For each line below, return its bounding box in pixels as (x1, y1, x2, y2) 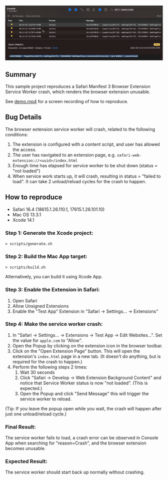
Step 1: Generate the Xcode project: (5, 229, 93, 236)
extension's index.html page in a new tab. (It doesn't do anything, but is (12, 353, 161, 359)
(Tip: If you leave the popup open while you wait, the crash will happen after (5, 405, 162, 411)
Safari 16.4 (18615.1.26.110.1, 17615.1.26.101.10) (12, 206, 105, 212)
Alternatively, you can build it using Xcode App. (5, 274, 103, 280)
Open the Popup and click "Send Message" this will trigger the (19, 390, 149, 396)
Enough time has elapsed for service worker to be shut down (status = (12, 162, 158, 168)
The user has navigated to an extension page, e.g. (12, 152, 116, 158)
